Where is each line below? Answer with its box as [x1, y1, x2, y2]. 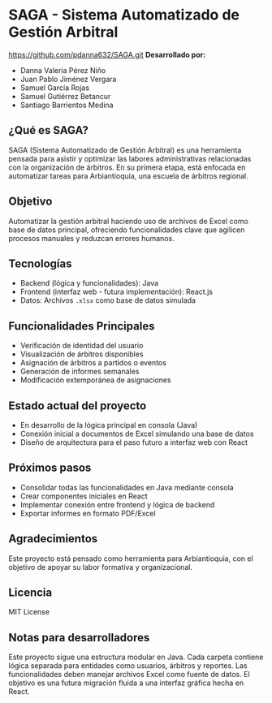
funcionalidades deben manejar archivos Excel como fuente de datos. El [8, 670, 250, 679]
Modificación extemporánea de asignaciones [19, 375, 172, 385]
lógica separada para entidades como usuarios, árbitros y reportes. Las [8, 661, 248, 671]
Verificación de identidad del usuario [19, 341, 144, 351]
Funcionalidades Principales [8, 319, 155, 333]
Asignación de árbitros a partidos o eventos [19, 358, 166, 368]
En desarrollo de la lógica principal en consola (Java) [19, 421, 198, 429]
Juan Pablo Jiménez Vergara [19, 74, 117, 84]
